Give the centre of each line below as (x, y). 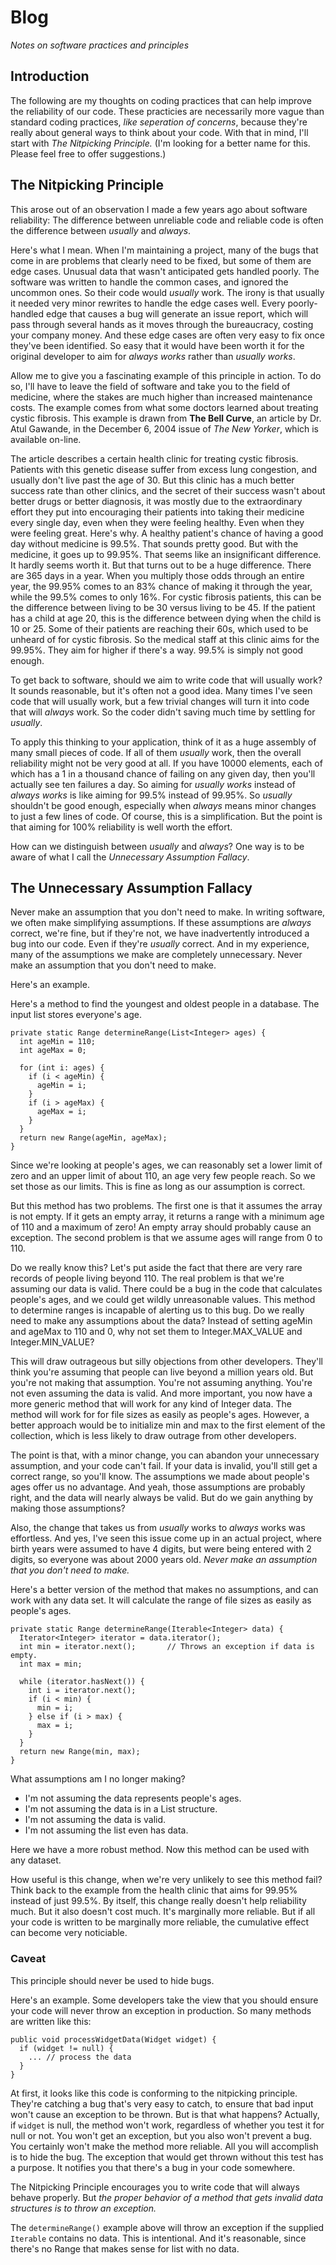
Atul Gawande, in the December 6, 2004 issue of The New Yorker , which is (165, 428)
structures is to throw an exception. (83, 2208)
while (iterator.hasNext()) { (82, 1682)
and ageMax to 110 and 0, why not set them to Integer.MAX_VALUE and (156, 1332)
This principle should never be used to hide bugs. (112, 1980)
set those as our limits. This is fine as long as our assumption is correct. (158, 1187)
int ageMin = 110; (58, 1042)
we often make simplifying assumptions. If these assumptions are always (161, 923)
